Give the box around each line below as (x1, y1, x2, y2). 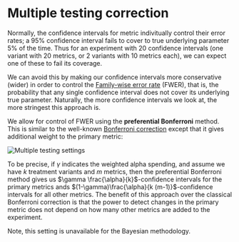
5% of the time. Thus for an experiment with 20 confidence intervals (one (7, 44, 223, 52)
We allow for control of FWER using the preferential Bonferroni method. (7, 116, 220, 126)
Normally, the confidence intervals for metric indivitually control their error (7, 29, 226, 37)
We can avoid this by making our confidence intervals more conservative (7, 73, 222, 81)
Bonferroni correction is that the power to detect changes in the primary (7, 198, 219, 206)
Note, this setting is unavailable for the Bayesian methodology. (7, 226, 191, 235)
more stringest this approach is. (7, 103, 101, 111)
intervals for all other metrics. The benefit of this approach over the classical (7, 190, 233, 198)
